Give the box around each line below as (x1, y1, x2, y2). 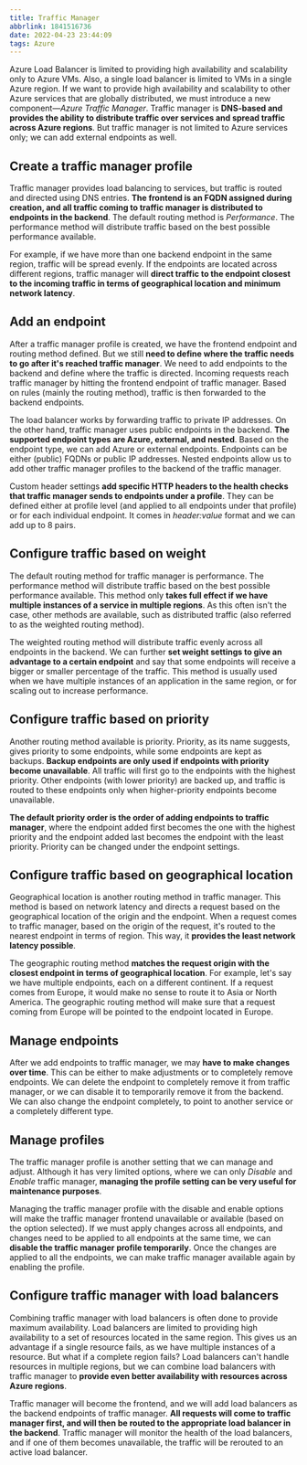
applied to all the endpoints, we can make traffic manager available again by (9, 1251, 296, 1262)
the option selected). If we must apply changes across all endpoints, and (9, 1222, 283, 1234)
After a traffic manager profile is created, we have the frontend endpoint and (9, 338, 298, 349)
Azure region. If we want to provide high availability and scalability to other (9, 83, 291, 94)
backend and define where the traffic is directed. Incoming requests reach (9, 367, 290, 378)
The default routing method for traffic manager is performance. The (9, 570, 265, 581)
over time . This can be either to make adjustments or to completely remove (9, 1067, 293, 1078)
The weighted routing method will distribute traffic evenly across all (9, 636, 263, 647)
